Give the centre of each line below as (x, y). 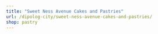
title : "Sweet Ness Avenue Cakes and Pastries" (65, 11)
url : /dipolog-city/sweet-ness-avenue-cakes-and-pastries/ (79, 17)
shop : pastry (22, 22)
